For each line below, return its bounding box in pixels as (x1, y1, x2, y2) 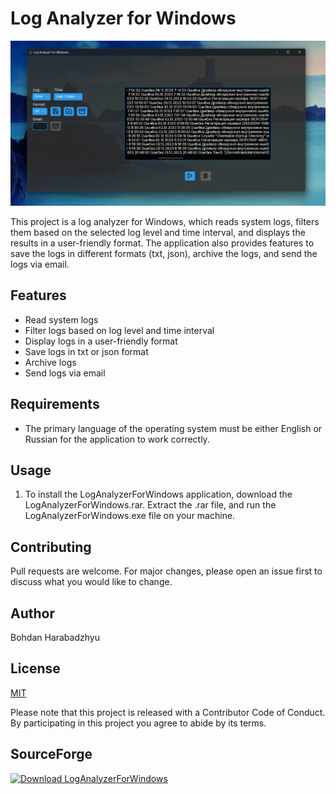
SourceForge (10, 746, 93, 763)
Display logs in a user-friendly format (24, 335, 178, 347)
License (10, 660, 61, 677)
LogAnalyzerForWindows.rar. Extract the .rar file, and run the (24, 499, 277, 511)
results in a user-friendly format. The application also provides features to (10, 237, 315, 249)
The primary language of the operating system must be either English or (24, 422, 323, 434)
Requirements (10, 396, 100, 413)
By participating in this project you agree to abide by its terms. (10, 717, 267, 729)
